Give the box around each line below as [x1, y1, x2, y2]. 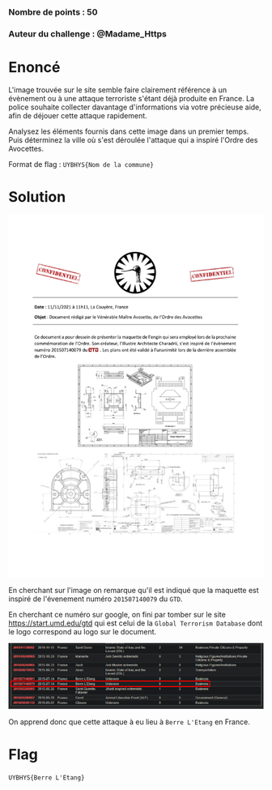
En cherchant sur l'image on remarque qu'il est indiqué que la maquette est [8, 585, 259, 595]
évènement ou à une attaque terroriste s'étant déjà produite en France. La [8, 93, 255, 103]
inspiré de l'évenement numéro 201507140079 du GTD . [8, 594, 184, 604]
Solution [8, 187, 66, 206]
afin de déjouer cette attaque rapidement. [8, 110, 147, 120]
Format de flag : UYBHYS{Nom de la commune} [8, 159, 154, 169]
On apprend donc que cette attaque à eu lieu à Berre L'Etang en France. [8, 717, 251, 727]
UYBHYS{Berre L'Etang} [8, 774, 85, 782]
